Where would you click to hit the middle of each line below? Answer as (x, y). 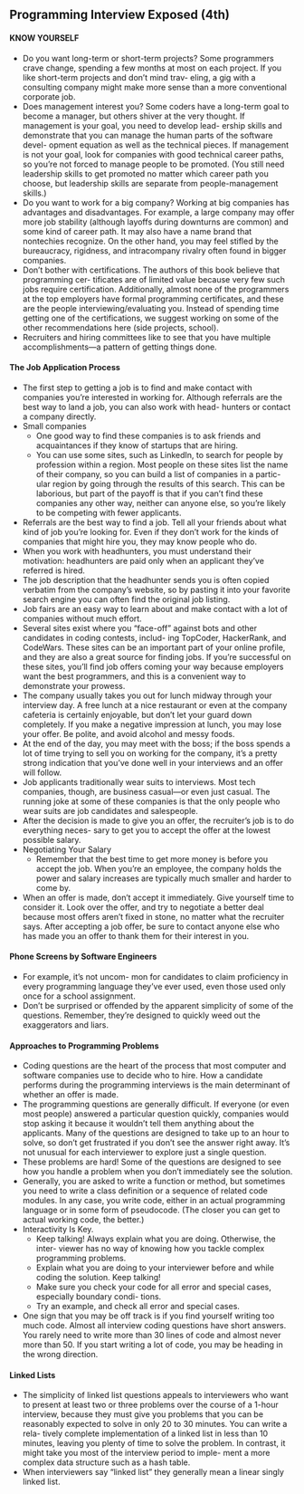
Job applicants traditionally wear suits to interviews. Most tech (139, 781)
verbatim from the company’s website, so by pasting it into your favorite (157, 589)
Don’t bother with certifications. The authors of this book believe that (151, 270)
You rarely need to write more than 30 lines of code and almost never (152, 1336)
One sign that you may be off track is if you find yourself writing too (148, 1316)
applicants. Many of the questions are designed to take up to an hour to (156, 1133)
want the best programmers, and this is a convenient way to (134, 676)
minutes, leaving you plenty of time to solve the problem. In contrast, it (154, 1443)
